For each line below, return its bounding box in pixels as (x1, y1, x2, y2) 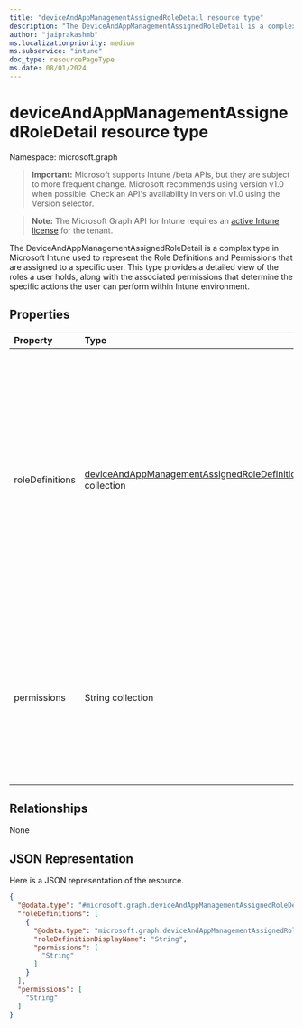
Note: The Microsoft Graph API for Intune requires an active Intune (31, 215, 280, 226)
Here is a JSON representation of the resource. (9, 875, 185, 886)
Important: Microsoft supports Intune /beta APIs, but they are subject (31, 169, 290, 180)
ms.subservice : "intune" (9, 47, 103, 56)
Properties (9, 307, 70, 322)
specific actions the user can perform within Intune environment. (9, 281, 251, 292)
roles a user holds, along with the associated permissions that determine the (9, 271, 293, 282)
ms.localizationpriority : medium (9, 38, 135, 48)
